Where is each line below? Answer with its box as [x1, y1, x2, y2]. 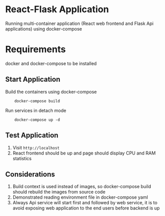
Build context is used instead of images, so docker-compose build [12, 183, 151, 190]
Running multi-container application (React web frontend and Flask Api [5, 20, 154, 26]
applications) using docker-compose [5, 25, 82, 32]
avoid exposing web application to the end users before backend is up [12, 205, 160, 211]
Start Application [5, 75, 60, 84]
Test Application [5, 131, 58, 140]
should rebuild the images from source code [12, 189, 106, 195]
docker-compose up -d [14, 117, 60, 122]
